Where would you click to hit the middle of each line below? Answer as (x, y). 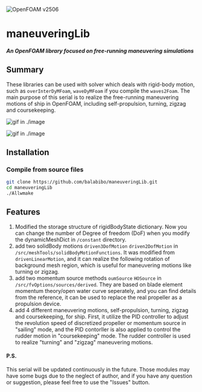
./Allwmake (20, 193)
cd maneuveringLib (29, 188)
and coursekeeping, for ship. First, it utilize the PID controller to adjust (102, 316)
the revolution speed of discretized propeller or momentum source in (100, 323)
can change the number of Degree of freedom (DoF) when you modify (102, 233)
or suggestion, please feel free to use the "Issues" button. (78, 382)
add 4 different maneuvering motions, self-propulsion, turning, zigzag (102, 310)
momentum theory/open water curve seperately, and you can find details (106, 291)
